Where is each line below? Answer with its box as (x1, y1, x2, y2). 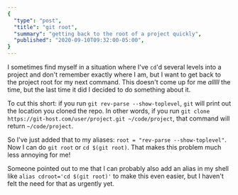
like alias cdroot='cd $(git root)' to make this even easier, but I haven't (7, 172, 224, 180)
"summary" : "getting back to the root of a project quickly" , (13, 30, 202, 38)
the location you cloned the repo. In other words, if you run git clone (7, 107, 210, 115)
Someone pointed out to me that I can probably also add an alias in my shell (7, 165, 229, 172)
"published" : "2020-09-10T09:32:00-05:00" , (13, 37, 144, 44)
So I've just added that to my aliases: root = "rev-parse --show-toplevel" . (7, 135, 227, 144)
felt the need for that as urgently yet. (7, 179, 115, 188)
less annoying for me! (7, 150, 71, 159)
